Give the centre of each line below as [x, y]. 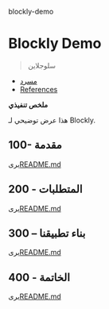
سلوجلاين [41, 65]
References [39, 89]
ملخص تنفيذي [28, 104]
